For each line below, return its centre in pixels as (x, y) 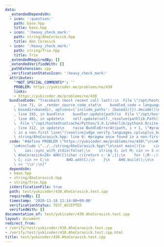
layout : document (23, 219)
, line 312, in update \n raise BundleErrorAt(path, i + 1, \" (82, 128)
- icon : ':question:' (31, 19)
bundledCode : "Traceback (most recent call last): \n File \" (74, 101)
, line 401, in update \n (39, 119)
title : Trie (26, 55)
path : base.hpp (29, 23)
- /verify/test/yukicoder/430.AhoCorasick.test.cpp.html (64, 232)
